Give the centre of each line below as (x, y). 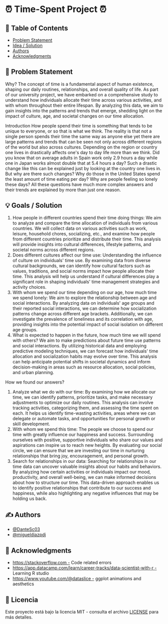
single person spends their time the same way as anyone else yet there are (82, 136)
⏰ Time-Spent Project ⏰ (56, 9)
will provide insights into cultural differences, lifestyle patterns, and (82, 244)
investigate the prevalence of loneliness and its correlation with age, (83, 319)
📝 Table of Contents (37, 28)
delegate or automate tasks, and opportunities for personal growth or (84, 418)
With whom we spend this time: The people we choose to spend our (83, 429)
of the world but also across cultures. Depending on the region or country (81, 147)
